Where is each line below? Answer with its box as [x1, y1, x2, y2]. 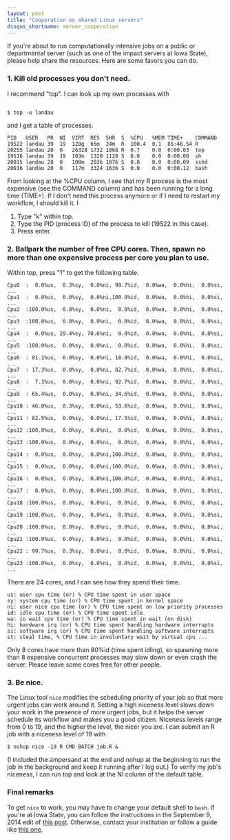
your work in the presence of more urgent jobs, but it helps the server [7, 708, 205, 716]
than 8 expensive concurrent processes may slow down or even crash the [7, 653, 217, 661]
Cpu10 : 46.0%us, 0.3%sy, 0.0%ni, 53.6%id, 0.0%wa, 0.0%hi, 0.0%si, [7, 402, 224, 410]
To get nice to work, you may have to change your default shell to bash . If [7, 803, 215, 812]
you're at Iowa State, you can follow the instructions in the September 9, [7, 810, 212, 819]
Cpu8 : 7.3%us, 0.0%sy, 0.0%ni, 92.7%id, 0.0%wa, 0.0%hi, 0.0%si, [7, 378, 224, 385]
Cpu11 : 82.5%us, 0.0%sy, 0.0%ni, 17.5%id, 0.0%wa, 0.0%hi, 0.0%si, [7, 414, 224, 421]
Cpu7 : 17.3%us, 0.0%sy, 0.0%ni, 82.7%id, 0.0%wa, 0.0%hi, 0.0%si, [7, 366, 224, 373]
